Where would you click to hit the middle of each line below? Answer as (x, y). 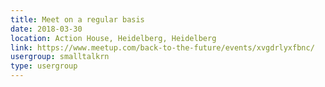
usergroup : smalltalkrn (60, 57)
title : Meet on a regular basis (77, 19)
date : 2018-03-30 (46, 29)
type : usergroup (44, 66)
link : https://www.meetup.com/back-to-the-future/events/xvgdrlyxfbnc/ (162, 47)
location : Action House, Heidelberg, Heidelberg (113, 38)
